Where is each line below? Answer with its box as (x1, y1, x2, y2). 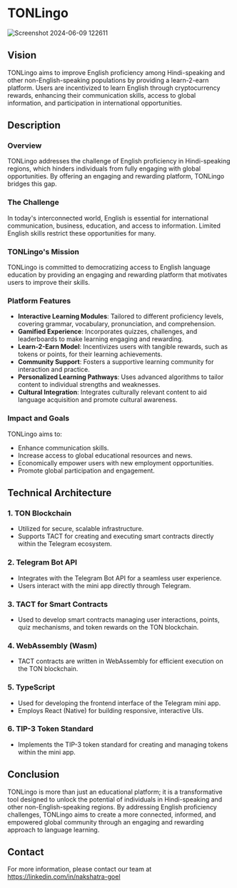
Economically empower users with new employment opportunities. (17, 458, 214, 467)
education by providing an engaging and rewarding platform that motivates (7, 271, 228, 279)
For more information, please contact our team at (7, 865, 152, 874)
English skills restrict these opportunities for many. (7, 228, 156, 237)
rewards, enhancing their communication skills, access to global (7, 91, 196, 99)
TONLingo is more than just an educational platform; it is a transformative (7, 787, 223, 796)
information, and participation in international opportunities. (7, 99, 183, 107)
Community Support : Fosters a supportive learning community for (17, 358, 214, 366)
